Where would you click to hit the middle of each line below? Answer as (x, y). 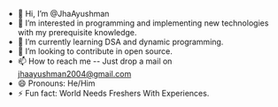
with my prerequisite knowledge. (77, 32)
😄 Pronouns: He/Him (56, 83)
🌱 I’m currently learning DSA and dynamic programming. (120, 42)
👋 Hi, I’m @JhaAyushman (63, 14)
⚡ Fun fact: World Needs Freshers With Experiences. (113, 93)
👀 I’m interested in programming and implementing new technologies (143, 23)
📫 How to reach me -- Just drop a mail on (95, 61)
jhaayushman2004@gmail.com (74, 74)
